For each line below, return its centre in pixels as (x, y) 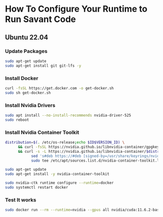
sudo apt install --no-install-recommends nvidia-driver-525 (68, 115)
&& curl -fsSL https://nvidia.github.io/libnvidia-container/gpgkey (89, 147)
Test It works (21, 199)
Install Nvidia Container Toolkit (42, 132)
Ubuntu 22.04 (27, 37)
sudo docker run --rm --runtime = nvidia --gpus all (57, 210)
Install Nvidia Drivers (30, 105)
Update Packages (26, 51)
